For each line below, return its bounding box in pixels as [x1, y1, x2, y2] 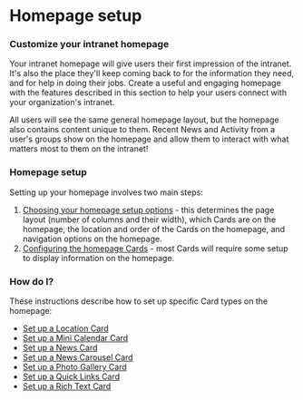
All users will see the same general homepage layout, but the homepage [9, 114, 279, 125]
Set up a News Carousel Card [22, 352, 133, 363]
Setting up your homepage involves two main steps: [9, 187, 204, 198]
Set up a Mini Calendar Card [22, 333, 129, 344]
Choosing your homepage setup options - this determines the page [22, 204, 275, 215]
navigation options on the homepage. [22, 233, 162, 244]
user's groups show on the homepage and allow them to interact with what [9, 133, 289, 145]
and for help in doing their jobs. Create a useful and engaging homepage [9, 78, 281, 89]
